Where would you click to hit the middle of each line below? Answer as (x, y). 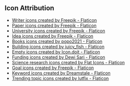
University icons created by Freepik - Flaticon (58, 31)
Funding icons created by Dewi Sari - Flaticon (58, 57)
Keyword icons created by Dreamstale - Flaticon (61, 73)
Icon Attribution (30, 8)
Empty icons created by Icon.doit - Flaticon (56, 52)
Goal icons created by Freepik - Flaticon (53, 68)
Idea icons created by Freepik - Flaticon (53, 36)
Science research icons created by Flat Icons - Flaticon (68, 62)
